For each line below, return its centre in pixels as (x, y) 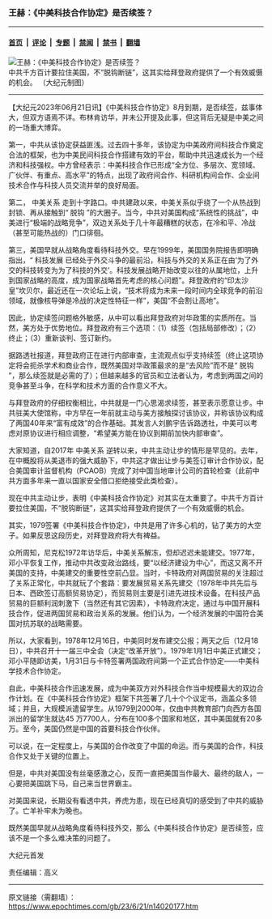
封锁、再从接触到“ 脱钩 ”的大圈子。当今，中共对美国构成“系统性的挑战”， (130, 212)
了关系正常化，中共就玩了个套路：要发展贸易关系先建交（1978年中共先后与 (133, 583)
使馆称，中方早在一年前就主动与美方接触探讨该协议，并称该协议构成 (150, 413)
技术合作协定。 (40, 670)
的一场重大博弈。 (37, 127)
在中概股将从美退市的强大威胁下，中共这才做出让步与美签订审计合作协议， (132, 460)
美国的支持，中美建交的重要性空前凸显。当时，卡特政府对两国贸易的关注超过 (136, 572)
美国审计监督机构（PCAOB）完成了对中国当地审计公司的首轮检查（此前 (134, 470)
